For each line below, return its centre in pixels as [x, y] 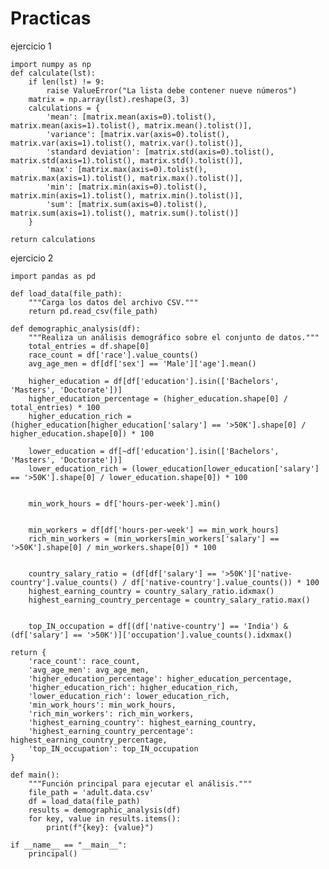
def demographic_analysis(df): [75, 328]
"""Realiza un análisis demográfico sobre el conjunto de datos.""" [174, 337]
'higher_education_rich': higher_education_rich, [134, 687]
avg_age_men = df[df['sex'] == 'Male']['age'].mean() [142, 363]
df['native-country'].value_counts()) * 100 [225, 582]
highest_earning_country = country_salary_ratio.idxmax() [151, 591]
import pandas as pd [53, 276]
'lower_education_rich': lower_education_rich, [129, 696]
